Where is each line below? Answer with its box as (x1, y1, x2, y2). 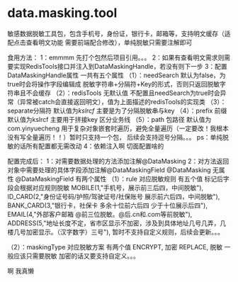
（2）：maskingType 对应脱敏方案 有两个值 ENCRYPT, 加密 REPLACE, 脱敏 (7, 242, 223, 251)
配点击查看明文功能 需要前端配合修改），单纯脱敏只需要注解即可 (7, 38, 193, 47)
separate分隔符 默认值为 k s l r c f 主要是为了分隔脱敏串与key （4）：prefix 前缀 (7, 106, 227, 115)
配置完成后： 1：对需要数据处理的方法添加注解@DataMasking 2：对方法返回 (7, 157, 229, 165)
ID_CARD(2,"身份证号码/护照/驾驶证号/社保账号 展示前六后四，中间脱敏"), (7, 192, 220, 201)
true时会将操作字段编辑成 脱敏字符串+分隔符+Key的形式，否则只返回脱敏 (7, 79, 220, 88)
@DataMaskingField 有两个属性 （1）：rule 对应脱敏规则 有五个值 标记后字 (15, 174, 230, 183)
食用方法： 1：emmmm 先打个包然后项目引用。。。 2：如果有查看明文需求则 (7, 53, 225, 62)
